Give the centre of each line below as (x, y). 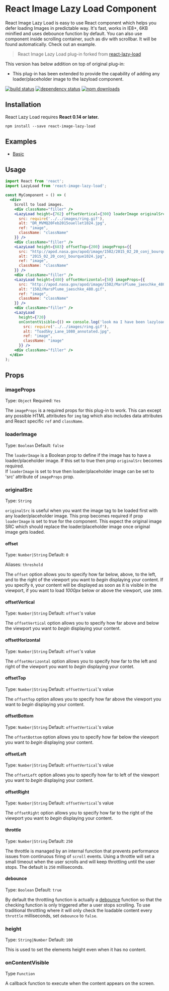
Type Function (20, 974)
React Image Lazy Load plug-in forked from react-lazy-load (79, 54)
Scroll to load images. (39, 204)
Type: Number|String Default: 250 (39, 841)
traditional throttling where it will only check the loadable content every (79, 910)
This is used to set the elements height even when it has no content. (76, 950)
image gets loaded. (25, 532)
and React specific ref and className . (45, 421)
